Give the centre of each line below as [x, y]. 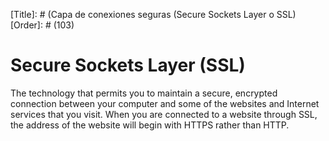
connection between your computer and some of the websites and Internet [165, 103]
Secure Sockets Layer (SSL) [128, 65]
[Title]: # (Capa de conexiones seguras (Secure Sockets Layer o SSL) [153, 14]
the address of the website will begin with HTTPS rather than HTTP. [150, 125]
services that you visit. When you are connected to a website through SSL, [164, 114]
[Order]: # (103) [42, 25]
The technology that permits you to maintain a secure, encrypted [144, 93]
